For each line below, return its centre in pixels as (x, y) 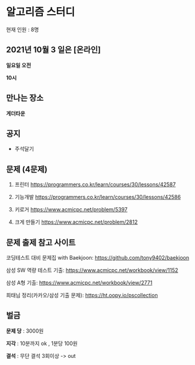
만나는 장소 (25, 98)
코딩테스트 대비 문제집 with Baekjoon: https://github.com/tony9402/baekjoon (98, 258)
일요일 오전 (19, 65)
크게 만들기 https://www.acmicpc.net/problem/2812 (76, 222)
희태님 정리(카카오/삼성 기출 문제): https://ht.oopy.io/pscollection (82, 295)
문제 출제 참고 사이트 (41, 242)
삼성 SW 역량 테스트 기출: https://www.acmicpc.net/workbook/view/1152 (92, 270)
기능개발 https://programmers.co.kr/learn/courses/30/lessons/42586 (97, 197)
